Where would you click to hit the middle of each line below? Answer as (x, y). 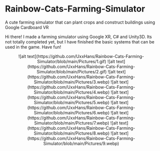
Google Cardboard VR (27, 27)
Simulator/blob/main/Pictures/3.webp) (72, 82)
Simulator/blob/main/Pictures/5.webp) (72, 102)
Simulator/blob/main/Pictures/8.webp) (72, 133)
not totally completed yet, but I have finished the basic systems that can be (80, 41)
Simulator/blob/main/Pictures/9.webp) (81, 143)
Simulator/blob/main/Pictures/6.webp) (72, 112)
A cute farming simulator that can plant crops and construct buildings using (80, 22)
